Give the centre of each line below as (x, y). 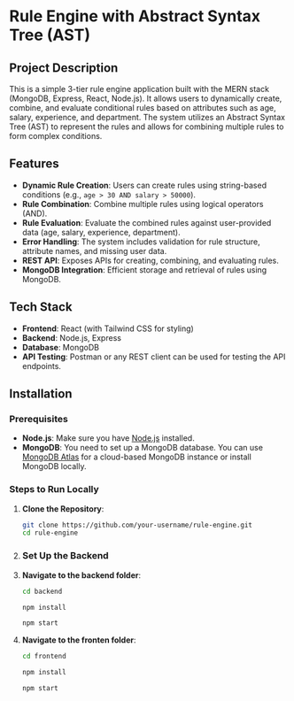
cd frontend (44, 657)
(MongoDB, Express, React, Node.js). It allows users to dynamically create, (146, 98)
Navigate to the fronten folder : (79, 640)
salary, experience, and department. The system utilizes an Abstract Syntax (147, 117)
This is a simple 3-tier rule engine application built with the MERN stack (139, 89)
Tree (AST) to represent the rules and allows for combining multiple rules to (147, 127)
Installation (41, 394)
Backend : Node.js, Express (72, 337)
